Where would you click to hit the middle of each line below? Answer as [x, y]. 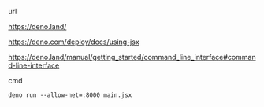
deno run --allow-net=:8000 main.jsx [70, 95]
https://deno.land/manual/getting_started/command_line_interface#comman [132, 57]
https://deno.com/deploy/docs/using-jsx [74, 42]
